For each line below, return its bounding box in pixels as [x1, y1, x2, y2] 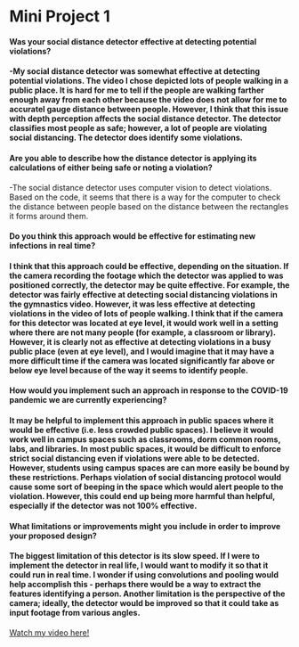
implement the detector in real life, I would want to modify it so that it [9, 560, 269, 571]
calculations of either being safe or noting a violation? [9, 162, 214, 173]
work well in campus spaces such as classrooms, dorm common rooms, [9, 434, 281, 445]
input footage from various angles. [9, 608, 141, 618]
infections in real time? [9, 241, 96, 251]
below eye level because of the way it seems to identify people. [9, 364, 249, 375]
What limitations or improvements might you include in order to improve [9, 520, 281, 531]
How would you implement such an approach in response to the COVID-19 [9, 385, 289, 396]
